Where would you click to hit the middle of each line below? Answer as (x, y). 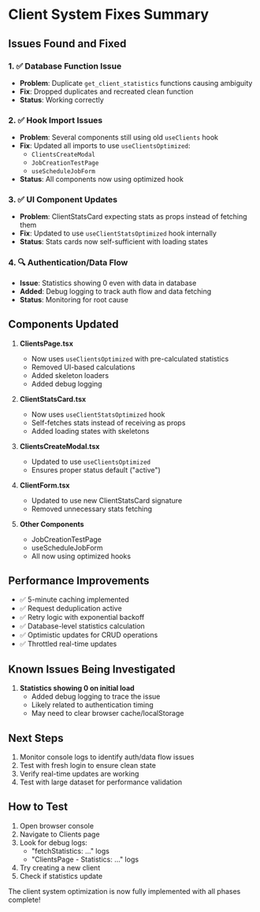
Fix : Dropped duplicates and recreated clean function (106, 91)
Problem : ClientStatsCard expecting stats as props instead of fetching (133, 217)
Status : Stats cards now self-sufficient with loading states (114, 242)
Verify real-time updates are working (79, 774)
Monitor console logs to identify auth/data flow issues (107, 757)
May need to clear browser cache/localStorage (108, 714)
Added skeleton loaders (70, 375)
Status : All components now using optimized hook (101, 180)
